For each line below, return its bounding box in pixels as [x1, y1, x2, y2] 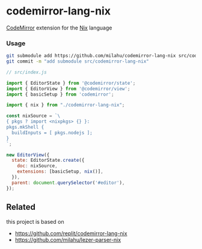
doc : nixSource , [17, 163, 58, 169]
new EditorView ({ [6, 152, 50, 158]
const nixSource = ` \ [6, 113, 61, 119]
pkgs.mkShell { [6, 124, 44, 131]
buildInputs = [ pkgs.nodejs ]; [11, 129, 93, 136]
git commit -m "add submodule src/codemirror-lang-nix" [6, 58, 149, 64]
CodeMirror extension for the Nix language [6, 24, 112, 31]
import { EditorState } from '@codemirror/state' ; [6, 80, 136, 86]
